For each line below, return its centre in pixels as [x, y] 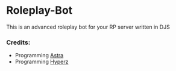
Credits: [18, 42]
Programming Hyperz [42, 62]
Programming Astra [39, 55]
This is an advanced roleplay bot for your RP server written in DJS [88, 27]
